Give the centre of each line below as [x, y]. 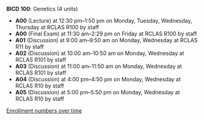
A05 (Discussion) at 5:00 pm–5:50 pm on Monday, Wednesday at [97, 92]
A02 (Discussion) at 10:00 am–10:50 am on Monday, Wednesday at [100, 53]
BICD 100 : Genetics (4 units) [42, 9]
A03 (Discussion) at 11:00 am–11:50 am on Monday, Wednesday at [98, 66]
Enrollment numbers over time [44, 111]
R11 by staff [29, 47]
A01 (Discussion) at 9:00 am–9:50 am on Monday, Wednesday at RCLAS [106, 40]
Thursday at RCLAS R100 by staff [57, 27]
